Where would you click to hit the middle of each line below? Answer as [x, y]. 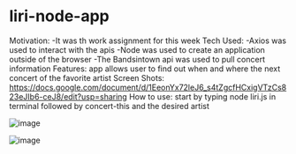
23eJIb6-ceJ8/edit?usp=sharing [68, 96]
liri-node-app [59, 16]
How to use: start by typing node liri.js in [203, 96]
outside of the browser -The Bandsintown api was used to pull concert [137, 59]
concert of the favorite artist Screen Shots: [87, 77]
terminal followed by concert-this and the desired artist [110, 106]
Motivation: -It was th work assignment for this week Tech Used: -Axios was [148, 40]
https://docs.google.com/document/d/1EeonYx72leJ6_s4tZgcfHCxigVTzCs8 [148, 87]
